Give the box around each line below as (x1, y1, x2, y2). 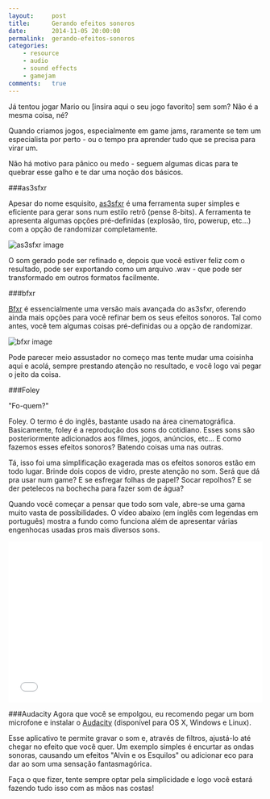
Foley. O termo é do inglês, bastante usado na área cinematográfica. (8, 416, 235, 426)
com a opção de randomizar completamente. (8, 224, 158, 234)
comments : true (8, 79, 67, 87)
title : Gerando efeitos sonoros (8, 19, 135, 27)
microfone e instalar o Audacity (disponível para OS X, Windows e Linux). (8, 717, 251, 727)
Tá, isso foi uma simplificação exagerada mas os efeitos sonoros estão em (8, 458, 255, 467)
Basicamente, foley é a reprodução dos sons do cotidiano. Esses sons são (8, 425, 255, 434)
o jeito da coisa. (8, 369, 61, 379)
